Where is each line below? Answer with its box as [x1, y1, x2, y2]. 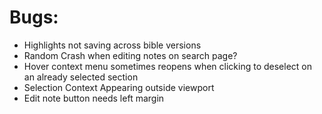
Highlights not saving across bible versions [23, 39, 202, 51]
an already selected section [23, 71, 139, 83]
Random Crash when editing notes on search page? [23, 49, 238, 61]
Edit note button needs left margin [23, 92, 165, 104]
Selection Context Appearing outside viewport [23, 81, 215, 93]
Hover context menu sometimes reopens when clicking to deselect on [23, 60, 312, 72]
